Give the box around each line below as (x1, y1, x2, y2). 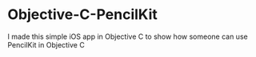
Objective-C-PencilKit (7, 6, 158, 24)
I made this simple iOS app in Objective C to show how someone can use (7, 32, 249, 41)
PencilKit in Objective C (7, 40, 85, 49)
